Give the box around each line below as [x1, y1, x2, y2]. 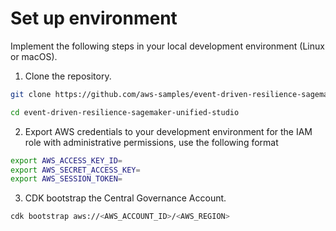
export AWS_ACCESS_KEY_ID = [10, 155, 123, 166]
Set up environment [10, 7, 178, 30]
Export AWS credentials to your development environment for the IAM [24, 125, 313, 137]
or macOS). [10, 50, 58, 62]
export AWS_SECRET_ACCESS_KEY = [10, 165, 141, 175]
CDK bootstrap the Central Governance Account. [24, 192, 227, 204]
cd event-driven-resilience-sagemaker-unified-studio [10, 107, 240, 117]
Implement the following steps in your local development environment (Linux [10, 40, 325, 52]
